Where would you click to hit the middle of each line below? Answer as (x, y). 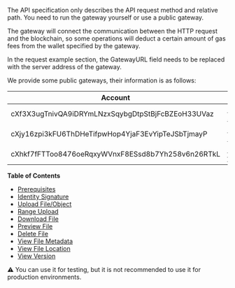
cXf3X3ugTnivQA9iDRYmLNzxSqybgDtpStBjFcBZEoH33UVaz (113, 114)
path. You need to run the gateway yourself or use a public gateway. (106, 17)
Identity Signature (43, 196)
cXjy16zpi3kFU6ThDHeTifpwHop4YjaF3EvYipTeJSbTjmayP (109, 134)
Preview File (35, 226)
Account (116, 98)
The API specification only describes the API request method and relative (113, 10)
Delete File (33, 234)
